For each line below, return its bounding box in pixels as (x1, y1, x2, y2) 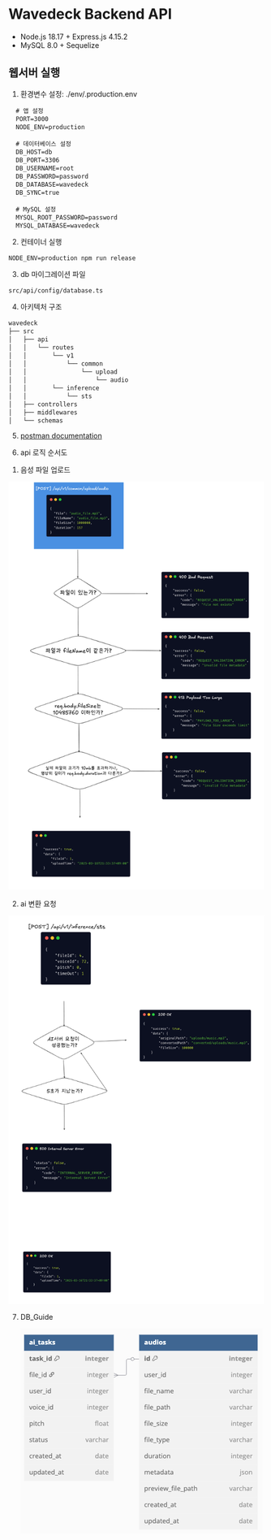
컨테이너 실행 (19, 236, 62, 246)
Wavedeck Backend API (8, 5, 173, 24)
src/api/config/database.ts (8, 286, 104, 295)
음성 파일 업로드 (19, 465, 71, 474)
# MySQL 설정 (15, 205, 57, 214)
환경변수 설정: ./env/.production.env (19, 89, 138, 98)
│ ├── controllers (8, 400, 79, 409)
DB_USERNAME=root (15, 164, 75, 172)
